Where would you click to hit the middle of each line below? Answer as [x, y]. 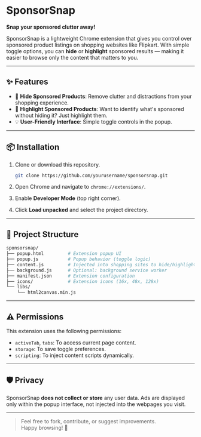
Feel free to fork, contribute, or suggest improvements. [89, 421]
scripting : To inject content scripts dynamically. [74, 355]
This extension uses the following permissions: [64, 331]
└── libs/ [19, 287]
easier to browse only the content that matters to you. [72, 57]
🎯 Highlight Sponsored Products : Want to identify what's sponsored [99, 109]
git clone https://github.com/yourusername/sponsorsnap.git [91, 176]
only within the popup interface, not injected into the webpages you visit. [96, 404]
